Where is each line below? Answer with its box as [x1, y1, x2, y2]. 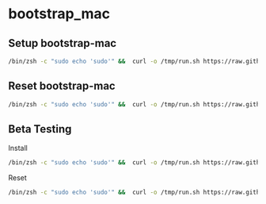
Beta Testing [8, 122, 72, 136]
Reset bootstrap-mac [8, 79, 116, 93]
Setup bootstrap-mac [8, 37, 117, 50]
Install [8, 144, 28, 153]
